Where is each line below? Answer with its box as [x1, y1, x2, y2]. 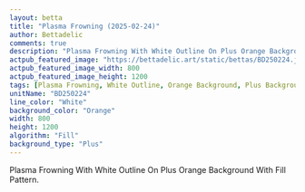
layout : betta [9, 13, 64, 23]
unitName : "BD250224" [9, 89, 92, 98]
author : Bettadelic [9, 30, 84, 39]
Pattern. [9, 174, 39, 185]
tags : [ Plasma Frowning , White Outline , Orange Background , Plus [9, 81, 261, 90]
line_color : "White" [9, 97, 88, 107]
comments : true [9, 38, 67, 48]
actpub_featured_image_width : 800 [9, 64, 141, 73]
